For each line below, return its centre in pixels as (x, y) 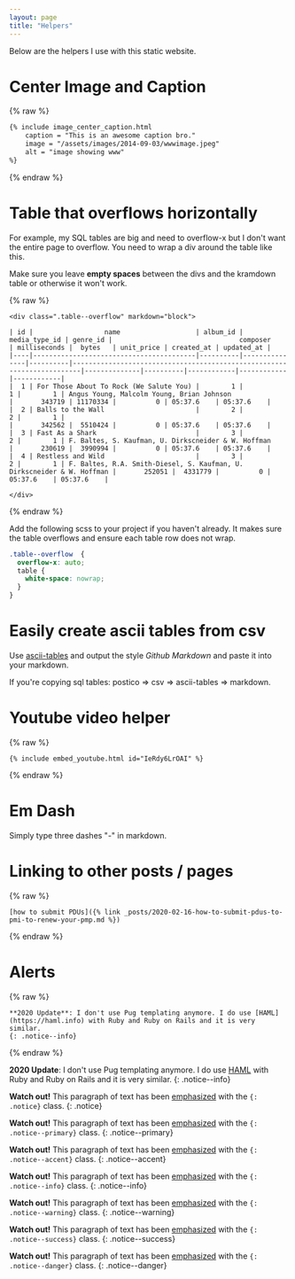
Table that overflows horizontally (134, 213)
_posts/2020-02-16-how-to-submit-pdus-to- (203, 912)
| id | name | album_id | (126, 332)
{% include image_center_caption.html (81, 128)
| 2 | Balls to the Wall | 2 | (126, 409)
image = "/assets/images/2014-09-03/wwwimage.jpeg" (122, 144)
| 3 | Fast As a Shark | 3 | (126, 433)
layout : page (33, 17)
